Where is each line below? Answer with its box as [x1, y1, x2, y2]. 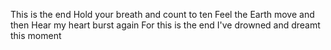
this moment [10, 30, 62, 41]
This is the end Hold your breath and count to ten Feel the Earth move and [10, 9, 315, 20]
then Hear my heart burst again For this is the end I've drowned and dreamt [10, 19, 321, 31]
